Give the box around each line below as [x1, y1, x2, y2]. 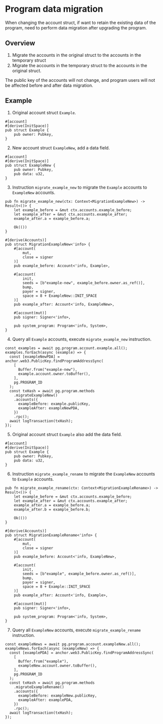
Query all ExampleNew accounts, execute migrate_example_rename [12, 627, 141, 633]
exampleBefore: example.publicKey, [18, 401, 91, 406]
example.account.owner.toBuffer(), [18, 371, 91, 376]
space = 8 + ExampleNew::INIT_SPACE [22, 293, 97, 298]
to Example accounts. [12, 476, 54, 482]
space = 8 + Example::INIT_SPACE [22, 584, 91, 589]
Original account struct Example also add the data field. [12, 431, 122, 437]
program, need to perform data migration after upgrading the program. [5, 24, 147, 30]
